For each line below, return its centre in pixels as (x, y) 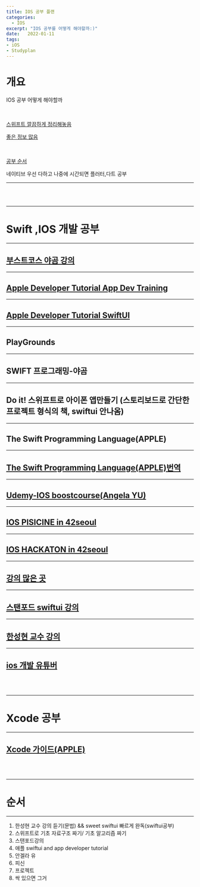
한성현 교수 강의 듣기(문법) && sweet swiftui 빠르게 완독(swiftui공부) (94, 825)
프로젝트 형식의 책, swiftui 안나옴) (65, 412)
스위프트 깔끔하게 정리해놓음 (39, 124)
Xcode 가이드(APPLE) (46, 750)
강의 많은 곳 (26, 578)
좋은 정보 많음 (22, 137)
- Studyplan (21, 51)
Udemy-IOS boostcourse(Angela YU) (76, 495)
